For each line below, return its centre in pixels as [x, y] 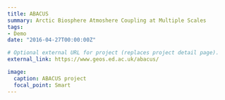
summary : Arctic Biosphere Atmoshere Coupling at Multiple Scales [107, 20]
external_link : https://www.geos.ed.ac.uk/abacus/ [83, 60]
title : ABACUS [28, 14]
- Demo [17, 33]
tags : [15, 27]
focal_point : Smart [42, 85]
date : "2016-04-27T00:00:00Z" [52, 40]
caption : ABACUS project [50, 78]
